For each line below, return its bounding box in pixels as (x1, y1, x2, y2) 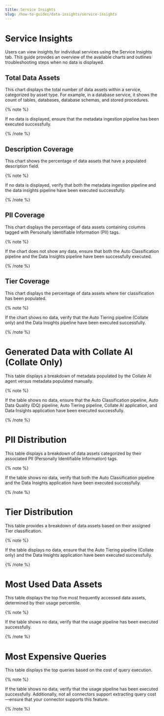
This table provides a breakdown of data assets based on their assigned (5, 522, 151, 528)
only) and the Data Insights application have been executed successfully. (5, 552, 153, 558)
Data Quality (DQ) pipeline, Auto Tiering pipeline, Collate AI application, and (5, 402, 158, 408)
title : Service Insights (5, 7, 56, 12)
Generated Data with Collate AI (5, 346, 133, 357)
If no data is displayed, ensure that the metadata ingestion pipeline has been (5, 116, 159, 122)
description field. (5, 163, 39, 169)
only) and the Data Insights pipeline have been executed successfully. (5, 320, 146, 325)
